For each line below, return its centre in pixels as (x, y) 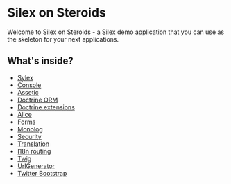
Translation (33, 144)
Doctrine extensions (46, 107)
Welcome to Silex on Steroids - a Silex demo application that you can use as (115, 32)
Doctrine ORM (37, 100)
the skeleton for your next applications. (63, 39)
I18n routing (34, 151)
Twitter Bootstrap (42, 173)
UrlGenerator (36, 166)
